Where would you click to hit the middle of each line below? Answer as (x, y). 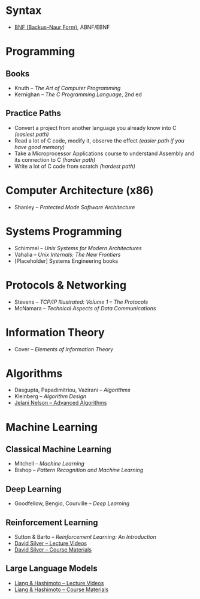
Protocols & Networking (66, 285)
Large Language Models (51, 569)
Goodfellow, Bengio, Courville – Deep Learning (72, 503)
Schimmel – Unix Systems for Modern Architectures (78, 248)
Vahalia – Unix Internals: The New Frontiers (67, 254)
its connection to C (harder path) (55, 159)
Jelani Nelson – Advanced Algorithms (60, 403)
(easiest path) (31, 134)
